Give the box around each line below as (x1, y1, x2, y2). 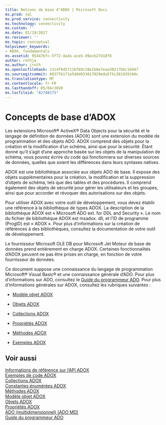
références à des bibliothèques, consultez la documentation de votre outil (5, 226, 156, 232)
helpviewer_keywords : (5, 44, 50, 49)
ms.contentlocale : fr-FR (5, 81, 56, 86)
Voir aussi (5, 354, 37, 362)
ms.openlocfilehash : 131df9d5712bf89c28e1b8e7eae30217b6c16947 (5, 67, 139, 72)
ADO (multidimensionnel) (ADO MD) (5, 409, 78, 415)
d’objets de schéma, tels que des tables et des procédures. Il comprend (5, 179, 152, 186)
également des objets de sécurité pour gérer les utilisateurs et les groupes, (5, 185, 159, 191)
